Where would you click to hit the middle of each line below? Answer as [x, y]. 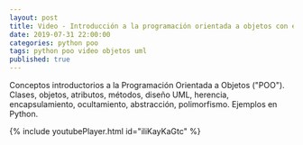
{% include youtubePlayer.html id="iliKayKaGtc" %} [105, 131]
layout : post [34, 18]
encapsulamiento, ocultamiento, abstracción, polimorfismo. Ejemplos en [143, 104]
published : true [40, 59]
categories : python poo [54, 43]
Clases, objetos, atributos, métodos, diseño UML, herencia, [119, 95]
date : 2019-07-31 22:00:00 [60, 34]
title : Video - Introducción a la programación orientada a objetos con [149, 26]
